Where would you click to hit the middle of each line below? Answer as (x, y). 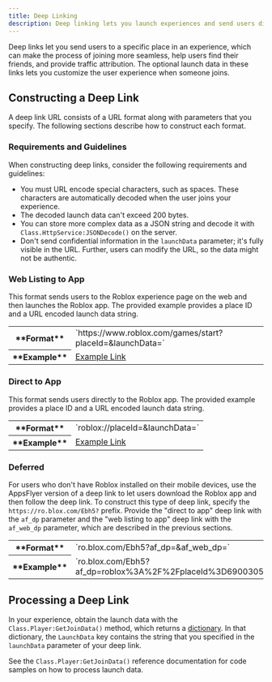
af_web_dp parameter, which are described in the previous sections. (121, 528)
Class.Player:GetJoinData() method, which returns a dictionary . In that (127, 628)
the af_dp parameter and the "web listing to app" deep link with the (120, 519)
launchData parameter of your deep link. (75, 646)
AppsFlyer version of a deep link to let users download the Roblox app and (133, 493)
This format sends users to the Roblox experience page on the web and (127, 296)
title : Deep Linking (43, 16)
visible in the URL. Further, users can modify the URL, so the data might (139, 249)
